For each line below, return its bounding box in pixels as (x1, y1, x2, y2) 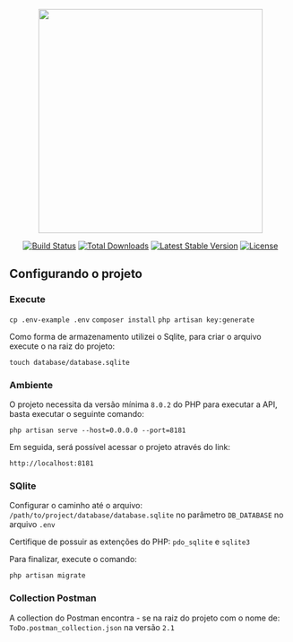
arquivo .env (9, 519, 56, 530)
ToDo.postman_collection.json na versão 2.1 (9, 621, 175, 632)
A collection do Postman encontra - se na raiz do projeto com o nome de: (9, 612, 280, 623)
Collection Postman (9, 592, 97, 604)
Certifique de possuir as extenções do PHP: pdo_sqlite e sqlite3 (9, 536, 251, 547)
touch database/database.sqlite (9, 358, 130, 367)
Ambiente (9, 378, 54, 391)
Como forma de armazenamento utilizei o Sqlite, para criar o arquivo (9, 331, 262, 342)
